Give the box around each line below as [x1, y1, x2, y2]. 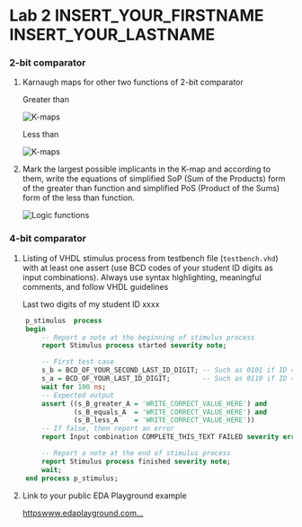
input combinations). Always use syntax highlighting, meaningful [22, 271, 262, 283]
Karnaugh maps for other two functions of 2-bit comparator [22, 77, 244, 88]
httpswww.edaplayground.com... [22, 507, 144, 518]
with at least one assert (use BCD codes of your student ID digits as [22, 262, 274, 273]
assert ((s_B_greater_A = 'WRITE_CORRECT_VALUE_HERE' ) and [41, 399, 268, 408]
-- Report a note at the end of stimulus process [41, 449, 231, 458]
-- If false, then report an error [41, 424, 175, 434]
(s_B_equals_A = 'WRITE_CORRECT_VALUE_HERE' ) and [73, 408, 268, 417]
